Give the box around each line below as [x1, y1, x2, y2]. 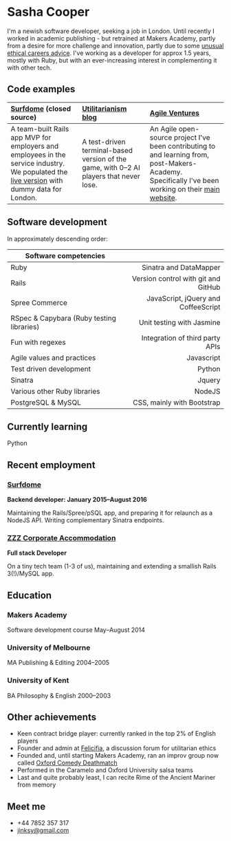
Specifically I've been [149, 175, 219, 185]
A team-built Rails [10, 124, 69, 134]
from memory [16, 780, 56, 789]
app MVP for [10, 132, 52, 142]
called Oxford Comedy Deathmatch [16, 758, 118, 767]
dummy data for [10, 184, 62, 193]
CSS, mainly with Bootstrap [133, 397, 221, 407]
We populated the [10, 167, 68, 176]
